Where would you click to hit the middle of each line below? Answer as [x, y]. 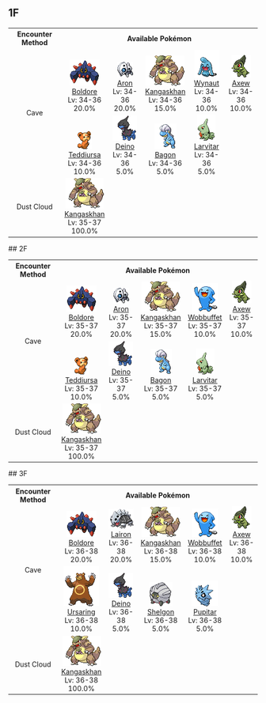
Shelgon [161, 612]
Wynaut [206, 83]
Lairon [121, 535]
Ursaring [81, 612]
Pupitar [205, 612]
